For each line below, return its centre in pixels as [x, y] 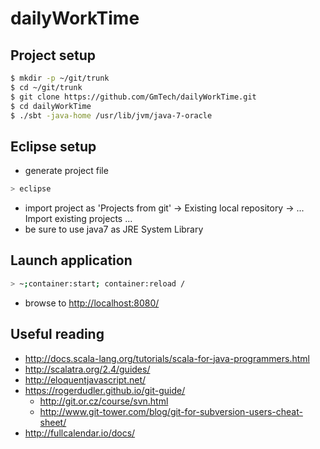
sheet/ [53, 422]
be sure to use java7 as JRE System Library [114, 229]
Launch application [71, 260]
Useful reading [57, 334]
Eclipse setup [53, 146]
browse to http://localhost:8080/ [92, 303]
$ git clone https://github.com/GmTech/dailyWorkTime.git [133, 97]
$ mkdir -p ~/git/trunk [60, 78]
